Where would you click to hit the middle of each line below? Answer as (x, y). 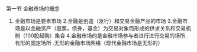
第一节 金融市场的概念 (33, 8)
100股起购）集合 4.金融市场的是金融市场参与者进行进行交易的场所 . (106, 36)
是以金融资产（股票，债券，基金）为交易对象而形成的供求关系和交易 (103, 28)
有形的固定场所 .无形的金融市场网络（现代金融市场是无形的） (89, 43)
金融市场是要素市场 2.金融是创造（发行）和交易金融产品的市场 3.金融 (98, 21)
